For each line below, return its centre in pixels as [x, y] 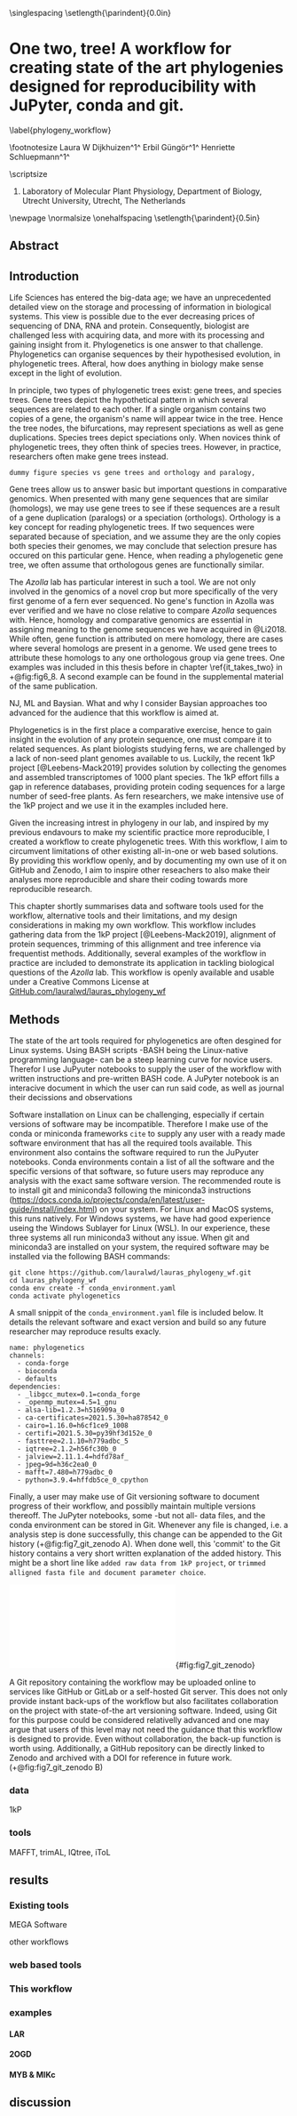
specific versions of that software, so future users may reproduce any [137, 1171]
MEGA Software [39, 1925]
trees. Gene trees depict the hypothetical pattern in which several [129, 400]
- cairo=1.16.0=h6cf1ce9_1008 [73, 1425]
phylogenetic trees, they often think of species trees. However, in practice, [145, 447]
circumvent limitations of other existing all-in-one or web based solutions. [144, 851]
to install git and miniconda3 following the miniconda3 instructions [130, 1190]
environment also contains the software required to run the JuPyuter [134, 1152]
